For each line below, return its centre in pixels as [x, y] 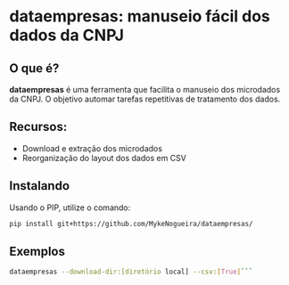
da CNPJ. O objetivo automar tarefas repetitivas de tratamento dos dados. [145, 99]
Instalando [39, 186]
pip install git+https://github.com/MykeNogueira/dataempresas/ [131, 224]
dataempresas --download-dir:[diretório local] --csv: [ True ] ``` [131, 272]
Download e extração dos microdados [92, 148]
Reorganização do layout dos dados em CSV [104, 158]
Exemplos [37, 251]
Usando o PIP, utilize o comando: [70, 208]
